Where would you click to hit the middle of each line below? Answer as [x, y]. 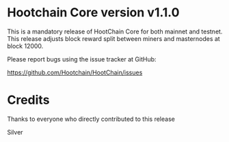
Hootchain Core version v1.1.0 [93, 13]
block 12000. [25, 46]
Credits [28, 100]
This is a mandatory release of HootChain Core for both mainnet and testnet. [115, 31]
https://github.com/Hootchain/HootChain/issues [75, 72]
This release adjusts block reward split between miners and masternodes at [113, 38]
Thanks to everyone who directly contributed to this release [91, 119]
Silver [15, 132]
